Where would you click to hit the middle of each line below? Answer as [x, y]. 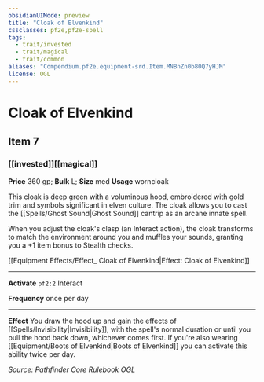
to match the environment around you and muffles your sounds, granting [126, 237]
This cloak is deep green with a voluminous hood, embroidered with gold [126, 197]
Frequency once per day [48, 298]
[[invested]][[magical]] [53, 164]
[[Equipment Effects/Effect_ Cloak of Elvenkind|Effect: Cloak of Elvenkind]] [129, 260]
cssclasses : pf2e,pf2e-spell [56, 30]
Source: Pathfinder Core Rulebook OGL [72, 369]
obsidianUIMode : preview [49, 15]
